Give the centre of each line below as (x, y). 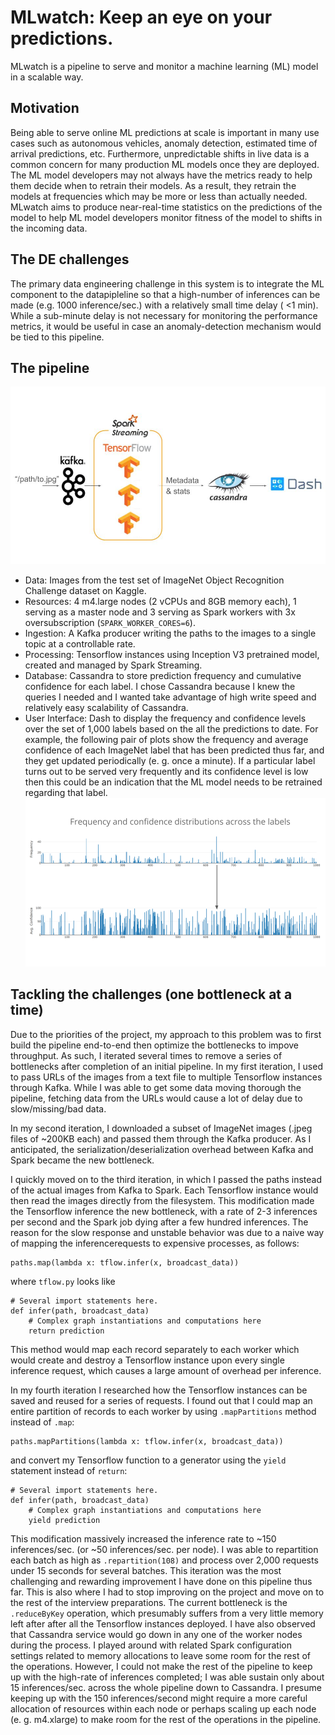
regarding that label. (66, 792)
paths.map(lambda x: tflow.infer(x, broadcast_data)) (125, 1262)
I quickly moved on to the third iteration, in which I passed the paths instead (166, 1179)
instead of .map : (42, 1422)
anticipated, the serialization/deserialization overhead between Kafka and (162, 1149)
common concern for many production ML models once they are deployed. (165, 164)
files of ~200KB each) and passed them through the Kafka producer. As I (161, 1138)
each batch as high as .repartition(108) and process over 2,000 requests (164, 1560)
